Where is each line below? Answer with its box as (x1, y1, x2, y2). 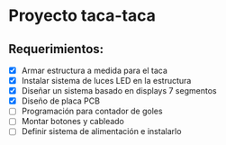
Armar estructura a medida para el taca (21, 65, 168, 76)
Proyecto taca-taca (8, 5, 157, 26)
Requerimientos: (8, 41, 104, 57)
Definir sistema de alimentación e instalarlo (21, 126, 182, 137)
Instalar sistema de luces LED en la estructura (21, 76, 192, 86)
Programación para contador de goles (21, 105, 163, 117)
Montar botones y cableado (21, 116, 125, 127)
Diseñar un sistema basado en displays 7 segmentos (21, 86, 217, 96)
